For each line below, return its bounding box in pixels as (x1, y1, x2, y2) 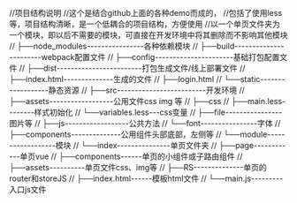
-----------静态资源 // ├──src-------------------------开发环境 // (9, 85, 245, 95)
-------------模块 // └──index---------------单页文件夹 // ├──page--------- (9, 140, 286, 150)
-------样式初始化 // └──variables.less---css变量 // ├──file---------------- (9, 107, 283, 117)
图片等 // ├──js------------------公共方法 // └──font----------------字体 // (9, 118, 281, 128)
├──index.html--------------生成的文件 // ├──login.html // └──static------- (9, 74, 286, 84)
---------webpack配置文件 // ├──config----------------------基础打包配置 (9, 52, 280, 62)
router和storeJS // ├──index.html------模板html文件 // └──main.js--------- (9, 173, 284, 184)
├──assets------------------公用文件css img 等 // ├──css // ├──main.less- (9, 96, 286, 106)
